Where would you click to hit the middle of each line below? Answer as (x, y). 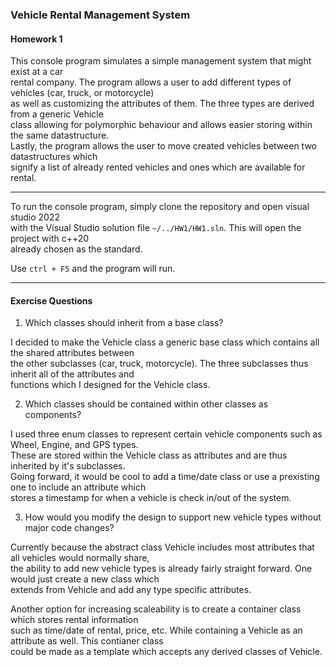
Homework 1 (36, 39)
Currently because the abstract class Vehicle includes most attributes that (162, 547)
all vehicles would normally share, (80, 558)
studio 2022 (35, 217)
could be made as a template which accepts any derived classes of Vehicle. (166, 652)
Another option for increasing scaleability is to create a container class (156, 609)
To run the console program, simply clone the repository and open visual (160, 207)
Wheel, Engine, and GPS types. (74, 445)
